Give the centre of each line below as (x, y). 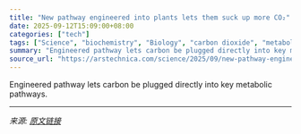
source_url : (31, 59)
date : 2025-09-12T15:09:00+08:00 (72, 26)
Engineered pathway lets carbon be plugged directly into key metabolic (141, 84)
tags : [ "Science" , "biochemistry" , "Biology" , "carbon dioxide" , (134, 42)
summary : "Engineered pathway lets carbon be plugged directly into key (148, 51)
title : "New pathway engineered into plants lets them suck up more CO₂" (150, 17)
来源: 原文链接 (35, 121)
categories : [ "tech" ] (50, 34)
